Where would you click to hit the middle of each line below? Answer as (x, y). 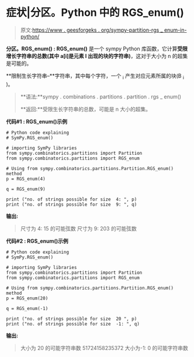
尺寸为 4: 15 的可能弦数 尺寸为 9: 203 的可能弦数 (79, 228)
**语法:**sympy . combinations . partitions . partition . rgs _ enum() (101, 96)
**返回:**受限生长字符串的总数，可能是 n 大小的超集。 (86, 109)
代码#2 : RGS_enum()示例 (37, 241)
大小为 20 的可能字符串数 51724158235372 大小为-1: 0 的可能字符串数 (104, 348)
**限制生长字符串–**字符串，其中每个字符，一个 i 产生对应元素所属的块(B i (95, 76)
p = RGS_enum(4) (26, 179)
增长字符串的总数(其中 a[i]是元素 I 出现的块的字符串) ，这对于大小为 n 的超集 (97, 56)
